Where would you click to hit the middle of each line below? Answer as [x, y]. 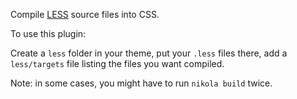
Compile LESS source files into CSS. [85, 14]
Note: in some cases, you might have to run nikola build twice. [141, 83]
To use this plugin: [48, 33]
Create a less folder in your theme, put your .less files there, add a [149, 53]
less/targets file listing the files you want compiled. [117, 63]
